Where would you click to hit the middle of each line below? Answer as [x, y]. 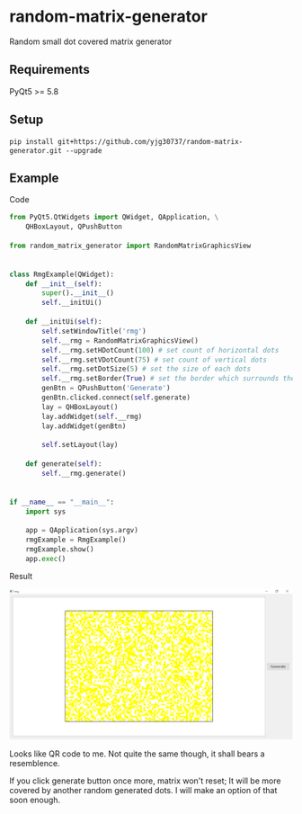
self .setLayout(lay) [80, 445]
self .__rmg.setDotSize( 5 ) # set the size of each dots [147, 369]
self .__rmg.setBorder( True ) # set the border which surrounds [160, 379]
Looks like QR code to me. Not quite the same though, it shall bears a [137, 754]
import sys [46, 511]
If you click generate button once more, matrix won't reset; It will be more [145, 781]
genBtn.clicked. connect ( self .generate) [116, 398]
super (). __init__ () [78, 293]
